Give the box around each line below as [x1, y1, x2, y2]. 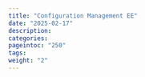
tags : [8, 49, 26, 57]
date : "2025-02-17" [8, 19, 74, 27]
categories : [8, 34, 48, 43]
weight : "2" [8, 57, 48, 65]
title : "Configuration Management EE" [8, 11, 138, 20]
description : [8, 26, 52, 34]
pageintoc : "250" [8, 42, 66, 50]
